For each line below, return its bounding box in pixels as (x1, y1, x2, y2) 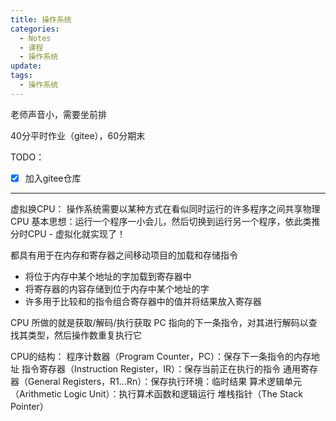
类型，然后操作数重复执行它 (27, 329, 142, 341)
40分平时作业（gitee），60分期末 (10, 129, 146, 141)
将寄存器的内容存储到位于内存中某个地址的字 (24, 282, 210, 295)
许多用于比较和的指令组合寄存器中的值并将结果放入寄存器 (24, 295, 262, 307)
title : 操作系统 (10, 14, 72, 25)
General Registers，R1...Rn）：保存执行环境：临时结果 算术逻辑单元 (27, 375, 303, 387)
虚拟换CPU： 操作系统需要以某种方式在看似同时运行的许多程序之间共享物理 (10, 202, 321, 215)
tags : (10, 71, 33, 81)
